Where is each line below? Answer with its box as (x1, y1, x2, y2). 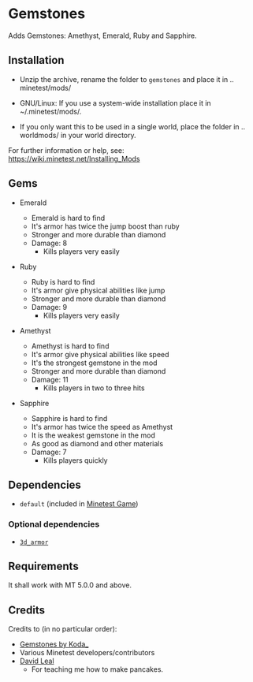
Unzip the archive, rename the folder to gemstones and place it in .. (19, 74, 234, 84)
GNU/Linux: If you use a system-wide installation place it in (19, 98, 211, 107)
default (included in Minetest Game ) (19, 499, 139, 509)
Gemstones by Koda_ (19, 639, 89, 649)
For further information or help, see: (8, 145, 125, 155)
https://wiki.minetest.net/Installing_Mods (8, 154, 140, 163)
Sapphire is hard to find (31, 413, 108, 423)
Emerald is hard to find (31, 213, 106, 222)
